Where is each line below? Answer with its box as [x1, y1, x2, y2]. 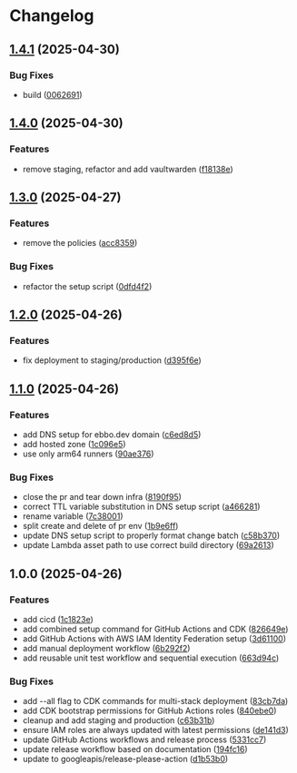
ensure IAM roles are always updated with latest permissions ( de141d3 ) [22, 725, 289, 736]
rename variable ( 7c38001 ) [22, 511, 124, 522]
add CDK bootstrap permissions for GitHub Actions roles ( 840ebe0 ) [22, 705, 277, 717]
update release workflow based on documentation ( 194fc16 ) [22, 744, 248, 755]
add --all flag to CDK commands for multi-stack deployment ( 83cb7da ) [22, 696, 289, 707]
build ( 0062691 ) [22, 89, 84, 100]
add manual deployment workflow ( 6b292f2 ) [22, 642, 191, 653]
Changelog [9, 5, 94, 26]
